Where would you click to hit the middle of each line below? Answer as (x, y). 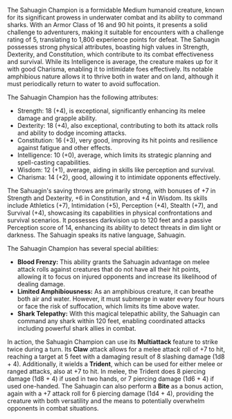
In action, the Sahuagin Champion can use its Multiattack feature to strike (113, 342)
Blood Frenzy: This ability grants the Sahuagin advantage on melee (113, 262)
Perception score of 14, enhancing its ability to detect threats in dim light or (114, 228)
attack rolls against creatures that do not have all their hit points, (109, 269)
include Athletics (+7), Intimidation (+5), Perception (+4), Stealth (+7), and (113, 205)
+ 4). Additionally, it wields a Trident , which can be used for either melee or (115, 364)
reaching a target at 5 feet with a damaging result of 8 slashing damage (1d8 (116, 356)
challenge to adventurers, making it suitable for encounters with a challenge (116, 32)
